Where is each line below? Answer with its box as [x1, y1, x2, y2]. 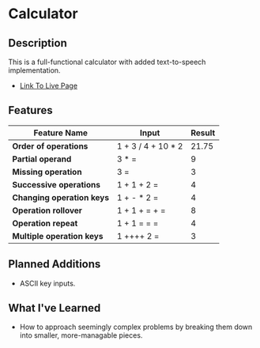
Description [8, 36, 67, 50]
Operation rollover [12, 205, 83, 216]
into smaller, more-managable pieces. [19, 331, 143, 340]
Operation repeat [12, 217, 78, 229]
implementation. [8, 66, 61, 75]
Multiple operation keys [12, 230, 104, 241]
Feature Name [33, 127, 89, 138]
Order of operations [12, 140, 89, 151]
